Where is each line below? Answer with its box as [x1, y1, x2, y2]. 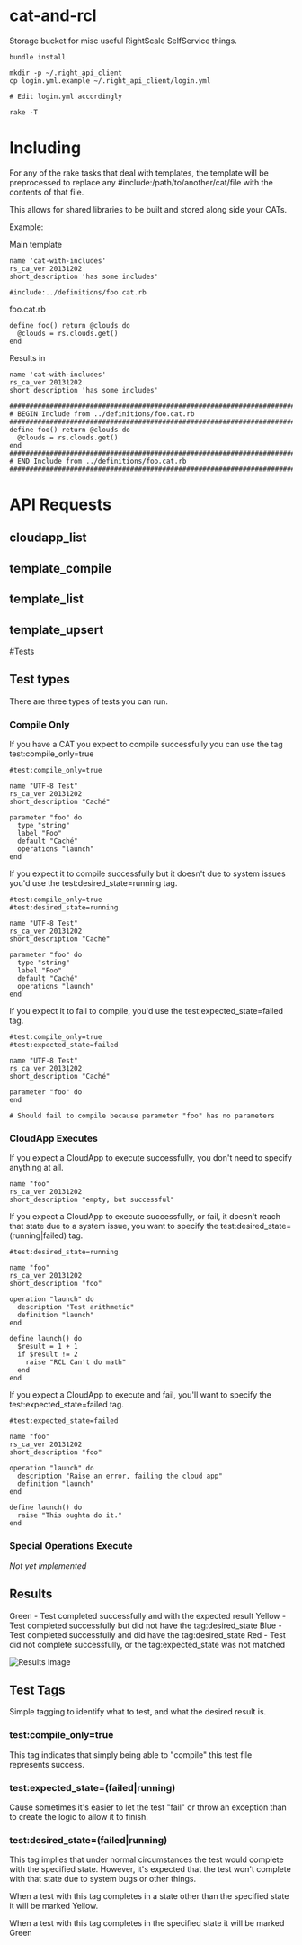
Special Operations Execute [9, 1540, 133, 1552]
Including [9, 138, 82, 158]
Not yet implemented [9, 1560, 87, 1571]
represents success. [9, 1759, 85, 1769]
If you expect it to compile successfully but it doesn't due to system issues [9, 868, 286, 879]
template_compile [9, 560, 112, 576]
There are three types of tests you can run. [9, 695, 169, 707]
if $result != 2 [17, 1350, 78, 1360]
